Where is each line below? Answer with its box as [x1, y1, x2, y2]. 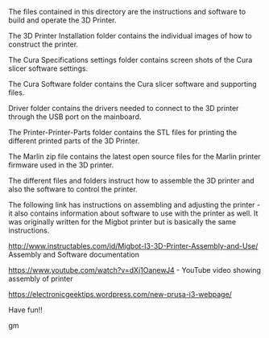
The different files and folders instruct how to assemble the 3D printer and [8, 176, 255, 185]
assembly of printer [8, 274, 73, 283]
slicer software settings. [8, 64, 89, 73]
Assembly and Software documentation [8, 249, 139, 259]
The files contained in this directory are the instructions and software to [8, 7, 246, 16]
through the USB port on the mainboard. [8, 112, 142, 122]
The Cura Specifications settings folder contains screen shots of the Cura [8, 56, 253, 64]
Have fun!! [8, 305, 43, 315]
